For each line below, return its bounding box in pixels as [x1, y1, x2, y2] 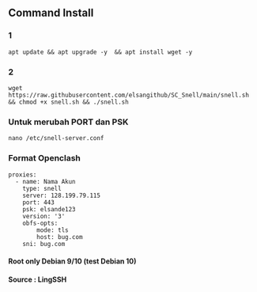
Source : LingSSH [8, 275, 67, 284]
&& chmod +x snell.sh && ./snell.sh [8, 98, 129, 106]
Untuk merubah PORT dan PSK [8, 116, 129, 127]
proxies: [8, 170, 37, 179]
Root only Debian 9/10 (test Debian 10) [8, 256, 137, 266]
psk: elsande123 [22, 205, 77, 213]
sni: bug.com [22, 240, 66, 248]
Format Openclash [8, 153, 81, 164]
